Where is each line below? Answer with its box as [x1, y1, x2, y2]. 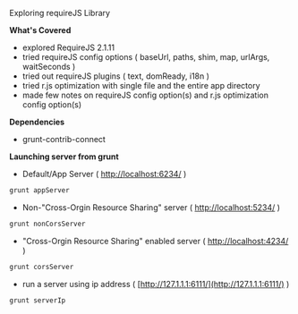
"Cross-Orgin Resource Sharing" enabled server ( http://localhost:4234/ [21, 235, 289, 246]
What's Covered [9, 25, 72, 35]
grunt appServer [9, 186, 70, 195]
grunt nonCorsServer [9, 219, 87, 228]
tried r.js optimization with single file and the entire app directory [21, 81, 261, 90]
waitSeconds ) [21, 62, 76, 72]
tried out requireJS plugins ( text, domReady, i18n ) [21, 71, 210, 81]
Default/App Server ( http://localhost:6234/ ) [21, 169, 187, 179]
